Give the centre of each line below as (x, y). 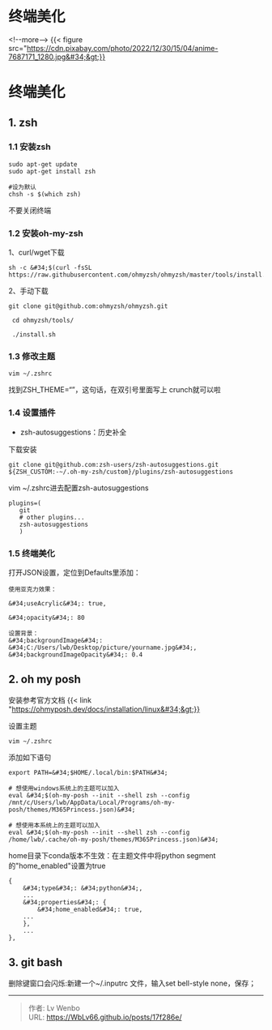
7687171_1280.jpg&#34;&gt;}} (57, 57)
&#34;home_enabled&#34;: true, (90, 909)
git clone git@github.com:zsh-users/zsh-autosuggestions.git (114, 464)
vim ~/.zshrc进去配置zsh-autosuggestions (79, 488)
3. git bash (36, 962)
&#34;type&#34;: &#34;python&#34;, (83, 888)
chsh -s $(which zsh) (45, 194)
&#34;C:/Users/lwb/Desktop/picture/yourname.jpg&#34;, (103, 647)
